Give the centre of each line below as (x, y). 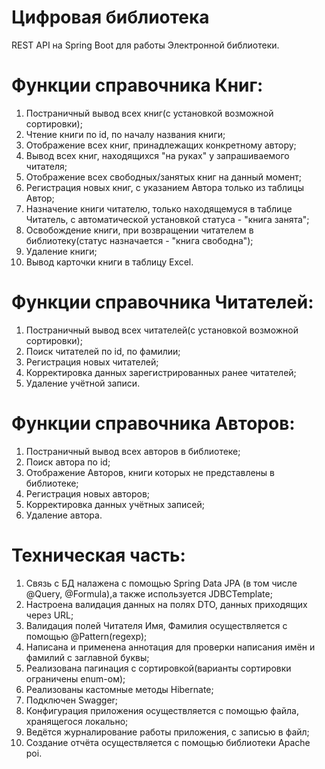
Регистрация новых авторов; (88, 493)
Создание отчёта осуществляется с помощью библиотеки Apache (168, 742)
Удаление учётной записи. (83, 383)
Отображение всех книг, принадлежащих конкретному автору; (161, 145)
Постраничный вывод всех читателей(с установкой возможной (162, 330)
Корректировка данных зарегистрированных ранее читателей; (161, 372)
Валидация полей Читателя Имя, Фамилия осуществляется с (156, 625)
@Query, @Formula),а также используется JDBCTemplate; (149, 593)
